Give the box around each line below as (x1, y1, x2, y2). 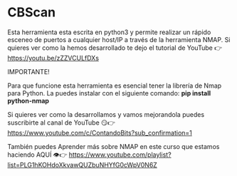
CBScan (7, 4, 56, 21)
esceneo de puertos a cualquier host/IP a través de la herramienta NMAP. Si (7, 35, 231, 43)
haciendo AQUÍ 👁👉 (7, 150, 68, 159)
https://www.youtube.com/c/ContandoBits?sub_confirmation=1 (7, 128, 192, 137)
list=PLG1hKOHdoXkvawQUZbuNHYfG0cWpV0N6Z (7, 160, 158, 169)
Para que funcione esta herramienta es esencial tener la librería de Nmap (7, 81, 222, 90)
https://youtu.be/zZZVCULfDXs (7, 53, 100, 62)
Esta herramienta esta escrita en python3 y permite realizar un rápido (7, 28, 211, 36)
